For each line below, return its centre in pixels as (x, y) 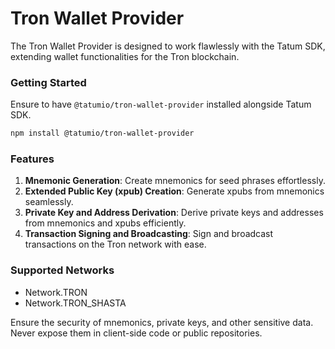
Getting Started (48, 82)
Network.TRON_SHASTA (75, 303)
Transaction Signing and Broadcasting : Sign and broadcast (149, 234)
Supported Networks (62, 270)
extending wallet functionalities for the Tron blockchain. (125, 56)
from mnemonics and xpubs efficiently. (105, 223)
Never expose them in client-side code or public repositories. (136, 333)
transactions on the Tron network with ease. (115, 244)
